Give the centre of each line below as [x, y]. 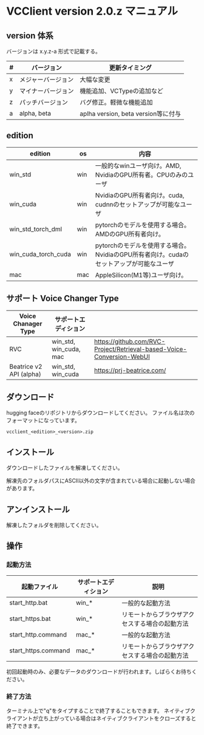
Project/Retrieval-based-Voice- [140, 349]
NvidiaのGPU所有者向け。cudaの [142, 255]
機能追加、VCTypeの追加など [122, 91]
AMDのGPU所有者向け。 [130, 234]
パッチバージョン [44, 102]
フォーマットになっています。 [43, 420]
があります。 [22, 488]
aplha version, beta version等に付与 [131, 114]
